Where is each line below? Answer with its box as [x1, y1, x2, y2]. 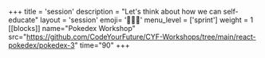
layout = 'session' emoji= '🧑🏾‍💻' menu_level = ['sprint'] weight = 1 [39, 15, 254, 25]
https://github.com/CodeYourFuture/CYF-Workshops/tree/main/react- [26, 32, 257, 41]
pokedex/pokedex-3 [8, 41, 75, 50]
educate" [8, 15, 38, 25]
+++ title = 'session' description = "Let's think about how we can [8, 7, 222, 16]
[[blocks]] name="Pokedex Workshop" [8, 24, 136, 33]
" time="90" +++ [74, 41, 130, 50]
